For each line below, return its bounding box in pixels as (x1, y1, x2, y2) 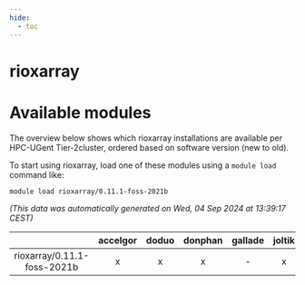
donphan (182, 233, 223, 246)
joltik (272, 233, 295, 246)
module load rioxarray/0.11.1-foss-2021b (9, 187, 169, 196)
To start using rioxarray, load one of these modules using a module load (9, 160, 277, 171)
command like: (9, 169, 64, 180)
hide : (9, 13, 30, 23)
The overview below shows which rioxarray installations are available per (9, 133, 283, 143)
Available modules (9, 102, 152, 123)
